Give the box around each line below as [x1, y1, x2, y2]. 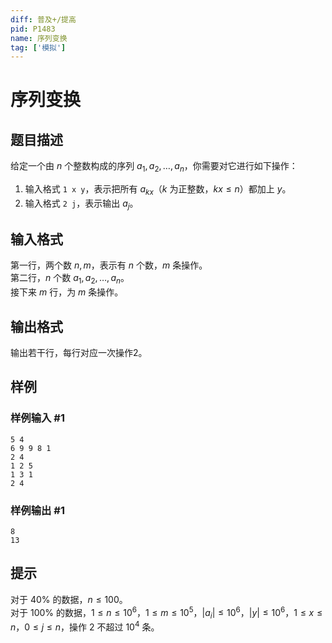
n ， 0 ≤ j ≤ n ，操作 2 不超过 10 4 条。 [10, 619, 160, 633]
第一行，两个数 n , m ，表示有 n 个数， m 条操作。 [10, 259, 208, 271]
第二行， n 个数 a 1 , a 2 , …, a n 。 [10, 272, 130, 286]
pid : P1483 [10, 24, 56, 34]
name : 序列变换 [10, 33, 68, 43]
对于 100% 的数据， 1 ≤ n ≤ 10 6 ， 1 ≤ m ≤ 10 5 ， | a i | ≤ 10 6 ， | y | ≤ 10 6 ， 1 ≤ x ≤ [10, 604, 323, 621]
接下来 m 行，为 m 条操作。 [10, 286, 124, 298]
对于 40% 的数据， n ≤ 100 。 [10, 593, 128, 605]
